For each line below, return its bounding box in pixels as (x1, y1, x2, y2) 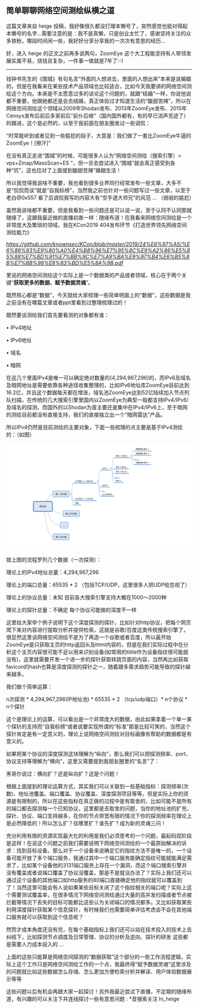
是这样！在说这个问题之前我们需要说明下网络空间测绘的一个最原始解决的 (6, 839, 181, 846)
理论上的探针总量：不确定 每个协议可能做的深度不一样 (6, 606, 137, 613)
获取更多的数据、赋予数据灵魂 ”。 (14, 279, 94, 286)
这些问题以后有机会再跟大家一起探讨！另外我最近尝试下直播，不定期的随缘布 (6, 988, 192, 995)
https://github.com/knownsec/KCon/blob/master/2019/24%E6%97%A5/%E (6, 240, 190, 247)
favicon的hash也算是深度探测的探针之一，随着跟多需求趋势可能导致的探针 (6, 663, 186, 670)
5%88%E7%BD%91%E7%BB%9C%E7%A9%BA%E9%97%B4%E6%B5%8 (6, 253, 190, 260)
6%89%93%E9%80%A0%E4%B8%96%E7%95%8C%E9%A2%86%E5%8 (6, 247, 190, 254)
